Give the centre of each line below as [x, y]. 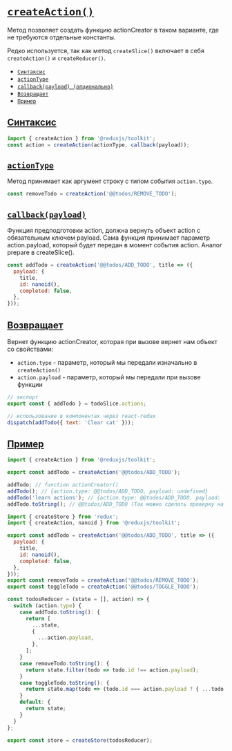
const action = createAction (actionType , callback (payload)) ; [98, 145]
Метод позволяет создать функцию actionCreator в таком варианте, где [113, 30]
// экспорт [23, 397]
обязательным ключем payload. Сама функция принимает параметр [109, 238]
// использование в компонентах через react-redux [81, 416]
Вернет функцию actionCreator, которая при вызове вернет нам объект [112, 341]
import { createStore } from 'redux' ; [63, 517]
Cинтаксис [32, 123]
